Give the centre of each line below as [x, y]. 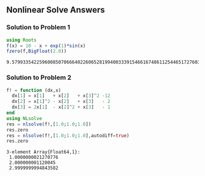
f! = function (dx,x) [34, 90]
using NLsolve [24, 118]
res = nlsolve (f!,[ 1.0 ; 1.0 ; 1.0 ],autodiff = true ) [68, 136]
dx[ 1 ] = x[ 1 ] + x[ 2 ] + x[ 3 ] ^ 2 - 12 [61, 96]
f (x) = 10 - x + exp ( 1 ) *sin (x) [46, 46]
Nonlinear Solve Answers [56, 10]
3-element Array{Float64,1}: [43, 152]
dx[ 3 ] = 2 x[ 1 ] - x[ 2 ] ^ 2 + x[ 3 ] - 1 [61, 107]
